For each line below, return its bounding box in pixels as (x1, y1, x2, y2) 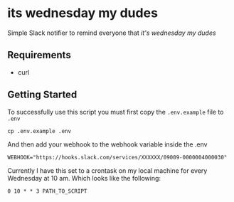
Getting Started (7, 89, 78, 101)
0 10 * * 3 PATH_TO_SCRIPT (7, 187, 87, 195)
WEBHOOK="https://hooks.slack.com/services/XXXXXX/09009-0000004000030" (7, 154, 228, 161)
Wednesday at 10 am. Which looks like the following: (7, 174, 161, 182)
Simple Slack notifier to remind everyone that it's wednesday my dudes (7, 28, 216, 37)
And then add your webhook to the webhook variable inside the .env (7, 140, 208, 149)
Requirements (7, 49, 71, 61)
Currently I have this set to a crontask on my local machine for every (7, 166, 208, 175)
